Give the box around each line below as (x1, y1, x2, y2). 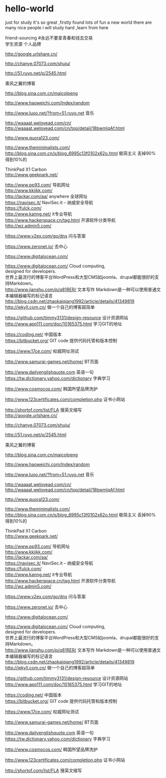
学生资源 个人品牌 (5, 41, 41, 47)
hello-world (5, 3, 54, 14)
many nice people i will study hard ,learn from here (5, 24, 109, 30)
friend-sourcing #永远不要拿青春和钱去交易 (5, 35, 93, 41)
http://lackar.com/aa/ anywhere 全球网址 (5, 193, 88, 199)
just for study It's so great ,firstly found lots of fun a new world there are (5, 19, 152, 25)
